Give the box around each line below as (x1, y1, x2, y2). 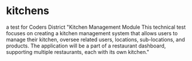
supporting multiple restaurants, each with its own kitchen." (6, 48, 149, 55)
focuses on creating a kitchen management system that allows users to (6, 29, 178, 36)
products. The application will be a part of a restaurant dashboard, (6, 42, 166, 49)
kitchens (6, 4, 50, 18)
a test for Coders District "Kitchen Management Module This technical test (6, 23, 186, 30)
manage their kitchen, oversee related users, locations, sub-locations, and (6, 36, 186, 43)
